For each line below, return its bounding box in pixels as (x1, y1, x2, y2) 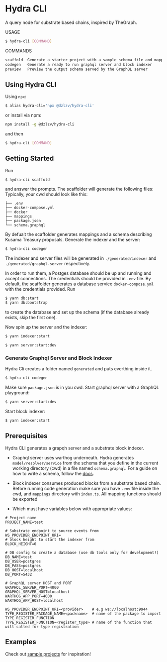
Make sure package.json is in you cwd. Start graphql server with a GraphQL (5, 384, 160, 391)
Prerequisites (5, 432, 48, 441)
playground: (5, 390, 30, 396)
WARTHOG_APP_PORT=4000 (5, 593, 52, 599)
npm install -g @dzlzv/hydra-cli (5, 122, 75, 127)
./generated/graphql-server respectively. (5, 260, 90, 266)
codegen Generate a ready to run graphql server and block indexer (5, 62, 153, 67)
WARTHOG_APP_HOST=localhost (5, 598, 64, 603)
